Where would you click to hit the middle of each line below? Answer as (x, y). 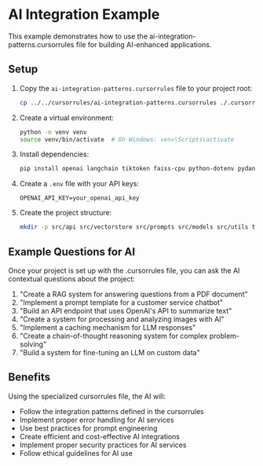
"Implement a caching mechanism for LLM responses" (108, 327)
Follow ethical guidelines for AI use (76, 453)
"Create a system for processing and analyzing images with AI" (122, 319)
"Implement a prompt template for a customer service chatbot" (121, 302)
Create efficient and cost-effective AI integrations (100, 436)
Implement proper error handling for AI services (97, 420)
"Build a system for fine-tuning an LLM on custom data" (110, 352)
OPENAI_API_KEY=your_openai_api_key (79, 198)
